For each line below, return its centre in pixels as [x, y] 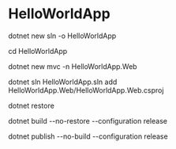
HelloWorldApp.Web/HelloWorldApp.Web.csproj [86, 90]
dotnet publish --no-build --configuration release [88, 136]
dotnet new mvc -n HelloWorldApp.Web [73, 66]
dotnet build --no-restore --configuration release [88, 120]
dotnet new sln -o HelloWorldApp [62, 36]
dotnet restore [32, 105]
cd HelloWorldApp [38, 51]
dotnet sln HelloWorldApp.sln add [63, 82]
